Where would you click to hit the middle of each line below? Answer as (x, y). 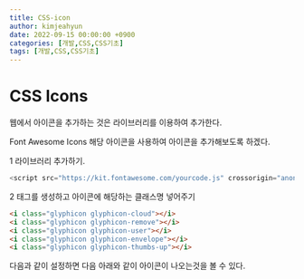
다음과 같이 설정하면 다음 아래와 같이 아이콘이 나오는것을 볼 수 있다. (128, 266)
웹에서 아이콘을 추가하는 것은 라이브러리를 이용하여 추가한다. (116, 122)
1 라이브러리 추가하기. (47, 161)
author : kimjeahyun (46, 26)
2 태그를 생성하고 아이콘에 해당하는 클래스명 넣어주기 (103, 197)
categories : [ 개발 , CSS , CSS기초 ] (66, 43)
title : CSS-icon (40, 18)
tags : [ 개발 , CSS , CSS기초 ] (54, 52)
